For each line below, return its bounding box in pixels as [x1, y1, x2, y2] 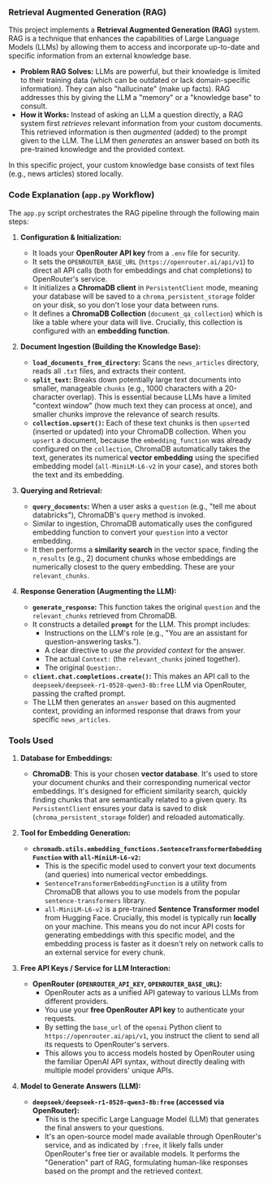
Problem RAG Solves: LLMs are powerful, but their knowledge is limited [19, 67, 261, 76]
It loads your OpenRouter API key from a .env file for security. [32, 247, 241, 258]
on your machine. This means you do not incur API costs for [44, 921, 245, 931]
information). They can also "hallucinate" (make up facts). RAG [19, 84, 231, 94]
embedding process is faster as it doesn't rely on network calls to [44, 938, 264, 948]
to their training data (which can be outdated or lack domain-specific [19, 76, 251, 85]
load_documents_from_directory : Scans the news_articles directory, [32, 357, 260, 367]
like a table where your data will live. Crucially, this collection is [32, 317, 244, 327]
